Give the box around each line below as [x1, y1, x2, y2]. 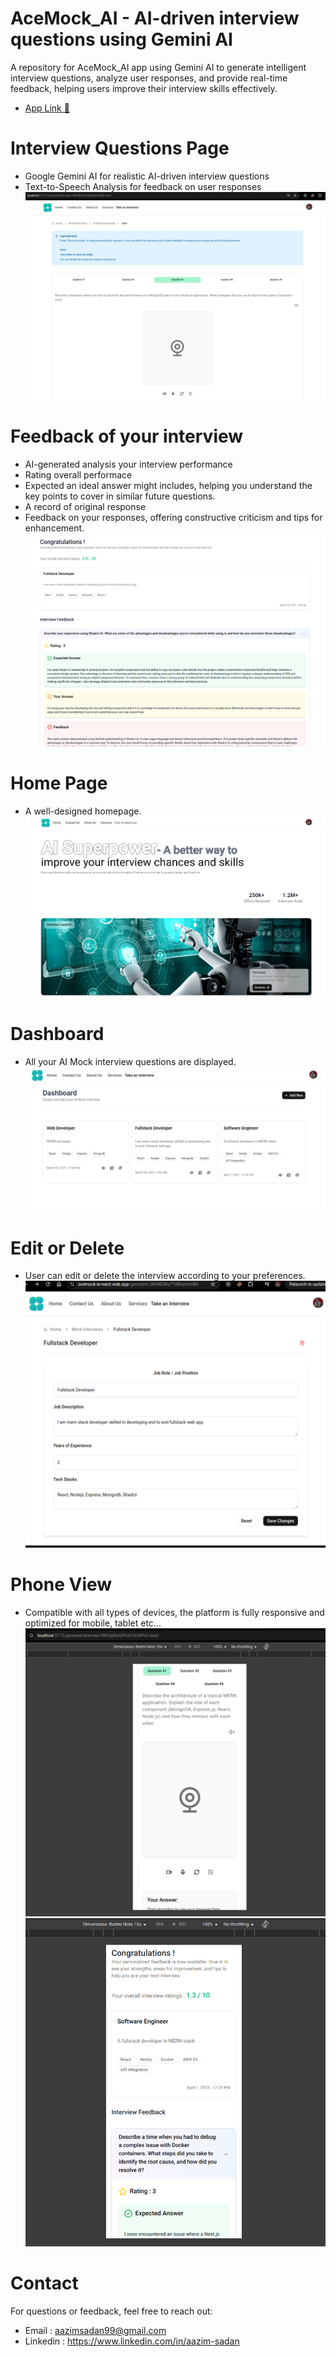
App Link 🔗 [24, 102, 70, 114]
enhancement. [24, 522, 85, 534]
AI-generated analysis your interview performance [24, 458, 233, 470]
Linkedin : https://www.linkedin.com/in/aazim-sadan [24, 2335, 240, 2347]
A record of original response [24, 500, 147, 512]
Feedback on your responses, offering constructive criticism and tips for [24, 511, 323, 523]
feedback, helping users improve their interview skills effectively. [10, 82, 278, 94]
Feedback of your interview [10, 425, 244, 448]
